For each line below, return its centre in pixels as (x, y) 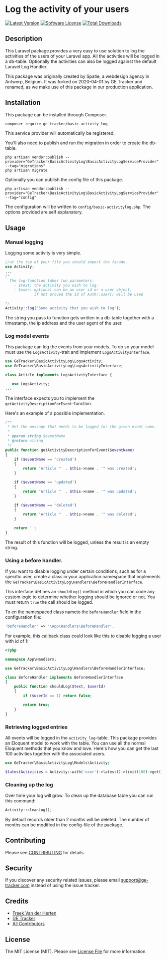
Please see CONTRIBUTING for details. (45, 852)
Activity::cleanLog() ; (29, 810)
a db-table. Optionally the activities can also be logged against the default (81, 61)
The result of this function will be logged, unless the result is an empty (77, 542)
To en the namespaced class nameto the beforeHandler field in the (73, 612)
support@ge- (135, 880)
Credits (17, 901)
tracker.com (17, 885)
